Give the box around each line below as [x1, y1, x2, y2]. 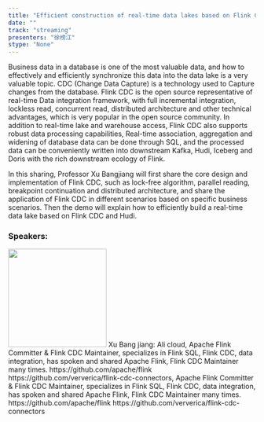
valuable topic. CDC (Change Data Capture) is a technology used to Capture [8, 79, 255, 89]
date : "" [8, 19, 37, 27]
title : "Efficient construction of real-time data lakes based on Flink [8, 11, 251, 20]
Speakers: [8, 231, 49, 242]
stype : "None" [8, 41, 55, 49]
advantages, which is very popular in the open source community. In [8, 112, 230, 122]
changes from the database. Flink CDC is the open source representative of [8, 87, 253, 97]
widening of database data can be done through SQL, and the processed [8, 138, 244, 147]
